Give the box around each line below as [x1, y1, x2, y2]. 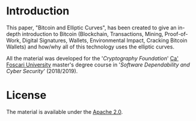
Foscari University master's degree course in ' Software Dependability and [6, 61, 191, 68]
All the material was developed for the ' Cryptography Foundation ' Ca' [6, 55, 179, 62]
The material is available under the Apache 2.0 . [6, 108, 123, 115]
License [6, 89, 47, 102]
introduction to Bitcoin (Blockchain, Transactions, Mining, [22, 30, 164, 37]
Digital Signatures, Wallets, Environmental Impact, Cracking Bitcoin [22, 37, 188, 44]
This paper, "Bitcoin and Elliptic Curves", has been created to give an [6, 24, 177, 31]
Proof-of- [164, 30, 188, 37]
